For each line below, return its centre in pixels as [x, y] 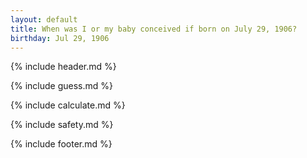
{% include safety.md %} [62, 125]
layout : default [44, 19]
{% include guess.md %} [61, 86]
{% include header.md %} [63, 67]
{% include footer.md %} [61, 144]
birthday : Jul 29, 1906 [60, 38]
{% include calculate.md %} [68, 105]
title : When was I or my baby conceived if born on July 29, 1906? [154, 29]
